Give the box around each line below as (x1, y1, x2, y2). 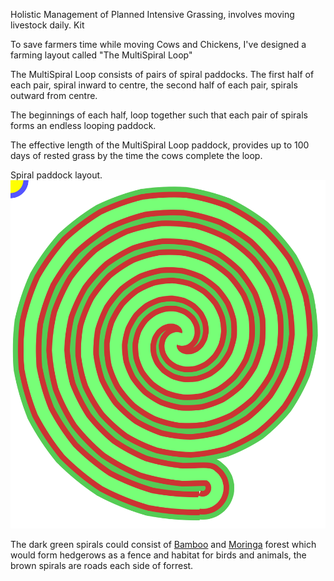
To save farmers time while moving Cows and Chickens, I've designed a (10, 39, 307, 50)
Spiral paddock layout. (10, 169, 103, 181)
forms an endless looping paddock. (10, 120, 157, 131)
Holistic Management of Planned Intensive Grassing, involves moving (10, 9, 295, 20)
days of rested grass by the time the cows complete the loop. (10, 150, 263, 161)
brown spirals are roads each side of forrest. (10, 560, 194, 572)
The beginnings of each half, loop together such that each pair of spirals (10, 109, 308, 121)
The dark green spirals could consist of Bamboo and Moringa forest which (10, 539, 317, 551)
